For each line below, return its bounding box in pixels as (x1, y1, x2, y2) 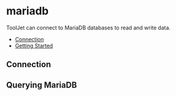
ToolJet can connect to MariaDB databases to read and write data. (6, 24, 171, 31)
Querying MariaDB (6, 80, 77, 90)
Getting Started (14, 42, 53, 49)
